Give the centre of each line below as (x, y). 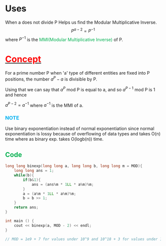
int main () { (20, 221)
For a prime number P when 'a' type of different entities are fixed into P (78, 73)
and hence (16, 95)
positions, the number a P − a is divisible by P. (51, 79)
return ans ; (26, 207)
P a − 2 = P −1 (83, 30)
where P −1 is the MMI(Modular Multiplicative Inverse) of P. (64, 39)
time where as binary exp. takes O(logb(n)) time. (54, 139)
